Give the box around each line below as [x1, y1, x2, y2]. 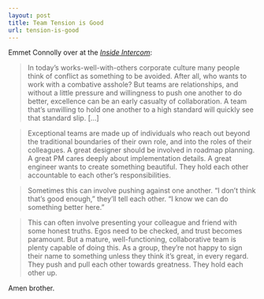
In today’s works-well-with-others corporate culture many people [27, 63, 240, 73]
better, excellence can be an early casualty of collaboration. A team [27, 96, 247, 107]
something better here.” [27, 203, 105, 212]
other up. [27, 268, 58, 278]
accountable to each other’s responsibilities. [27, 170, 172, 180]
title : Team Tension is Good [8, 19, 104, 27]
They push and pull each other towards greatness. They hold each [27, 260, 244, 269]
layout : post [8, 11, 51, 20]
